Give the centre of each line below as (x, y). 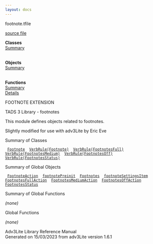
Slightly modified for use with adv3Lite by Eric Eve (56, 131)
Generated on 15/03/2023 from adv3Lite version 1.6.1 (59, 237)
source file (16, 33)
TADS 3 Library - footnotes (32, 112)
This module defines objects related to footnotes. (55, 121)
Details (12, 93)
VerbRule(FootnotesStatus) (33, 158)
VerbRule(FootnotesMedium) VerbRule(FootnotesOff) (59, 153)
